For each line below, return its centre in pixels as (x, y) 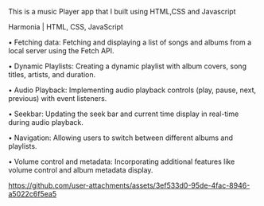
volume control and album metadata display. (81, 170)
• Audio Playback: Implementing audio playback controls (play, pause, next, (132, 90)
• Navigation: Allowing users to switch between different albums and (120, 138)
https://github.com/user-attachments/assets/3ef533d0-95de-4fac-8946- (129, 185)
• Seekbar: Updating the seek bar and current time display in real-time (124, 114)
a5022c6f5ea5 (33, 194)
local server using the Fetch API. (61, 51)
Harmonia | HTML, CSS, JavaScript (66, 27)
